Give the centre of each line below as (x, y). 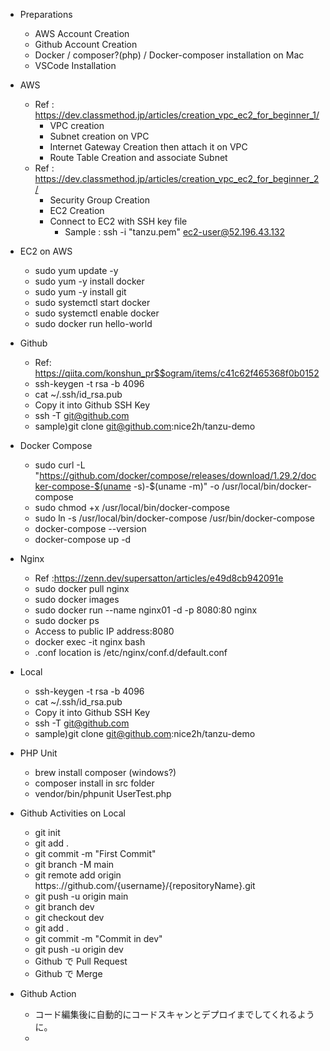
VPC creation (77, 125)
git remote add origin (78, 875)
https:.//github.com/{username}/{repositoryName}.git (145, 885)
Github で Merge (68, 973)
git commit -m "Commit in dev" (98, 938)
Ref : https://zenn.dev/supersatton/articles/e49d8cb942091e (159, 578)
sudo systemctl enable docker (97, 313)
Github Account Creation (86, 44)
